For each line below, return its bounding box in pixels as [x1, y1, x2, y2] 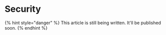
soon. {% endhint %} [4, 25, 48, 31]
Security [4, 3, 41, 15]
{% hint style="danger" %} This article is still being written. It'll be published [4, 20, 162, 26]
